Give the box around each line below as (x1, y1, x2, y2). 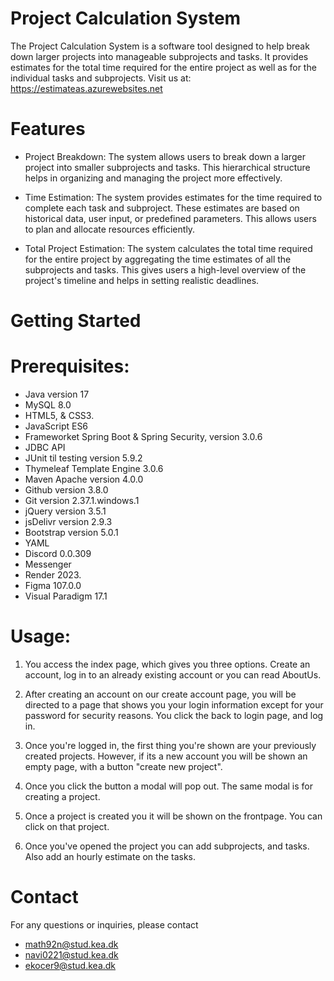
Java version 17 (24, 388, 90, 400)
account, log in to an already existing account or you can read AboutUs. (24, 668, 322, 681)
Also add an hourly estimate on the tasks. (24, 850, 197, 862)
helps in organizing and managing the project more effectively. (24, 172, 283, 184)
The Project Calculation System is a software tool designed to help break (10, 40, 310, 52)
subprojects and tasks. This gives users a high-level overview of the (24, 263, 307, 276)
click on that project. (24, 820, 110, 832)
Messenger (24, 558, 72, 570)
